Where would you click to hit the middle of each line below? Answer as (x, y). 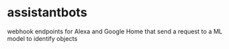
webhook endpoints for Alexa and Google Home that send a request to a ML (115, 31)
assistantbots (47, 13)
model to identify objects (42, 38)
